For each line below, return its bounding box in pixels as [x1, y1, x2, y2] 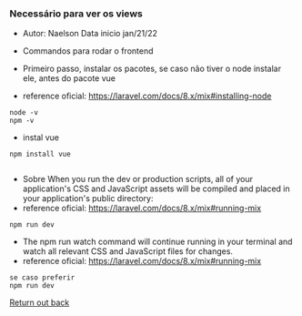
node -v [9, 108, 39, 117]
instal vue [22, 132, 59, 143]
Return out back [9, 297, 70, 308]
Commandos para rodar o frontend [22, 46, 154, 56]
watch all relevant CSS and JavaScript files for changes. [22, 246, 234, 257]
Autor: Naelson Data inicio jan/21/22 [22, 28, 157, 39]
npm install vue [9, 149, 71, 159]
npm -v [9, 117, 35, 126]
